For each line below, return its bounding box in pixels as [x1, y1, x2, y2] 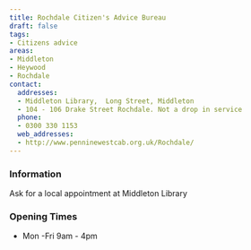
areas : [9, 47, 34, 56]
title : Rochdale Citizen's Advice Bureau [9, 13, 167, 22]
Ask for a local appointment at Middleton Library [9, 188, 188, 199]
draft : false [9, 22, 58, 30]
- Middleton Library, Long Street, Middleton [17, 96, 195, 106]
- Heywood [9, 64, 47, 73]
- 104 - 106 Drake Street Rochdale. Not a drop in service [17, 105, 243, 114]
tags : [9, 30, 30, 39]
